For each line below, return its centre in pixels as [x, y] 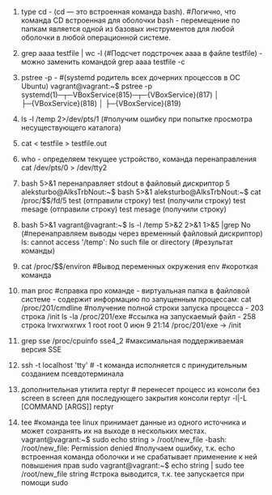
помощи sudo [45, 482]
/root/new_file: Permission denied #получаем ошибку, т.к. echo [128, 448]
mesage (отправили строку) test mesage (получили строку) [124, 209]
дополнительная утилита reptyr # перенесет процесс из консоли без [140, 389]
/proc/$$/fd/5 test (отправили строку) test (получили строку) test [133, 201]
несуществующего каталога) [71, 128]
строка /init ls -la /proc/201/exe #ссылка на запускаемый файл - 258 [138, 316]
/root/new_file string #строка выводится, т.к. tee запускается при [133, 474]
